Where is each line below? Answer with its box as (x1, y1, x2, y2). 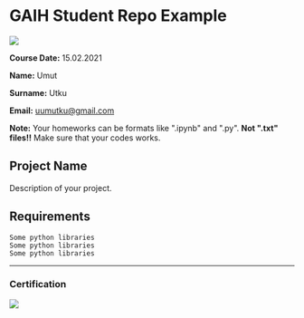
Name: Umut (9, 70, 58, 81)
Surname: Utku (9, 87, 68, 98)
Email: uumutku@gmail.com (9, 105, 115, 116)
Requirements (9, 209, 90, 225)
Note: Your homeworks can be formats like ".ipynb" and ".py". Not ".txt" (9, 122, 279, 133)
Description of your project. (9, 182, 112, 193)
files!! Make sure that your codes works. (9, 132, 161, 143)
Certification (9, 278, 67, 291)
